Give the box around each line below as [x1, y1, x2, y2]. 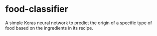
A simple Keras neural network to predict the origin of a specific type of [5, 20, 152, 26]
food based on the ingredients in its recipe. [5, 25, 93, 31]
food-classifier [5, 3, 68, 15]
